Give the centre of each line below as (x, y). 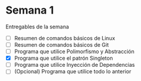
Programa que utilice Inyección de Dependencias (74, 65)
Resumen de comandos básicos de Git (61, 45)
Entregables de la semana (37, 27)
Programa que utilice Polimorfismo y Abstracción (74, 51)
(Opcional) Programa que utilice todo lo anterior (73, 72)
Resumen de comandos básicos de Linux (65, 38)
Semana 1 (30, 10)
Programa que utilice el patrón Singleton (64, 58)
